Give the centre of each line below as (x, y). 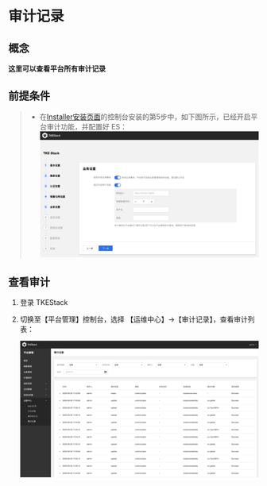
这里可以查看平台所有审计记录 (57, 69)
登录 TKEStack (44, 303)
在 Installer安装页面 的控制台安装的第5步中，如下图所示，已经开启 (145, 117)
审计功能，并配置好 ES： (87, 126)
